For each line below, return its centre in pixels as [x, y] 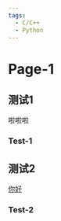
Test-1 [20, 141]
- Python [29, 30]
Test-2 [21, 210]
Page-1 [31, 69]
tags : [17, 15]
